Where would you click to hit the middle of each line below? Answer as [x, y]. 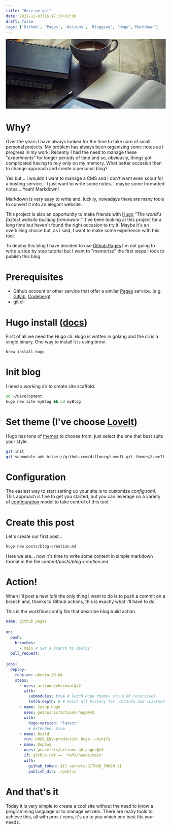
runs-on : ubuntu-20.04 [39, 675]
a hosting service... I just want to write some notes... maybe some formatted [85, 184]
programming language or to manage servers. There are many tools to [79, 811]
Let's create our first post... [34, 536]
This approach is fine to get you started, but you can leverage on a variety [83, 497]
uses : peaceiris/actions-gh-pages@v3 [64, 750]
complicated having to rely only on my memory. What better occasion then [84, 163]
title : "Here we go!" [29, 11]
